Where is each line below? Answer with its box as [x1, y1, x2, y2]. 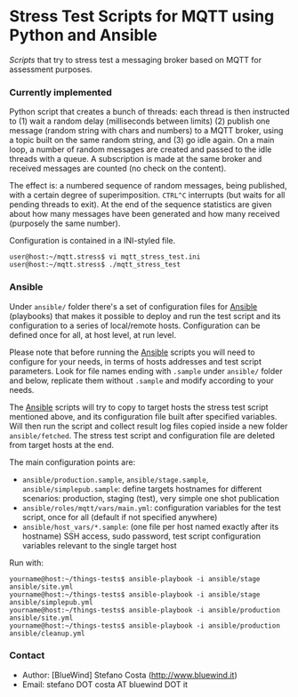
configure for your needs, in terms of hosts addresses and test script [9, 356, 262, 366]
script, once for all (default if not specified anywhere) [21, 511, 218, 522]
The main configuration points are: [9, 456, 136, 468]
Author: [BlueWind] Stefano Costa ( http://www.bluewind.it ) [21, 669, 238, 680]
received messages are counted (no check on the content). [9, 163, 227, 174]
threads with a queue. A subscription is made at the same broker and [9, 154, 262, 164]
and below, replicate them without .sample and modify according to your [9, 375, 274, 386]
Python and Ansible [9, 25, 157, 45]
